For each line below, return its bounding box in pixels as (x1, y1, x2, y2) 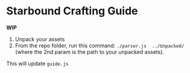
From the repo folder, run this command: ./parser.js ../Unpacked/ (14, 42, 185, 49)
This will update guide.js (6, 60, 69, 67)
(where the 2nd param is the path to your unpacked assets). (14, 48, 165, 55)
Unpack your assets (14, 35, 65, 42)
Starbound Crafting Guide (6, 4, 138, 18)
